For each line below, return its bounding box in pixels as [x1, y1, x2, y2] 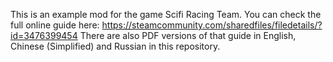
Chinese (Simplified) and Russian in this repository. [10, 40, 221, 52]
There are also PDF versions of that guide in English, [79, 30, 297, 41]
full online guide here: [10, 19, 100, 31]
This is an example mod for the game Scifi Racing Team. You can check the [10, 9, 322, 20]
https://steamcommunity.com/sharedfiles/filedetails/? [101, 19, 323, 31]
